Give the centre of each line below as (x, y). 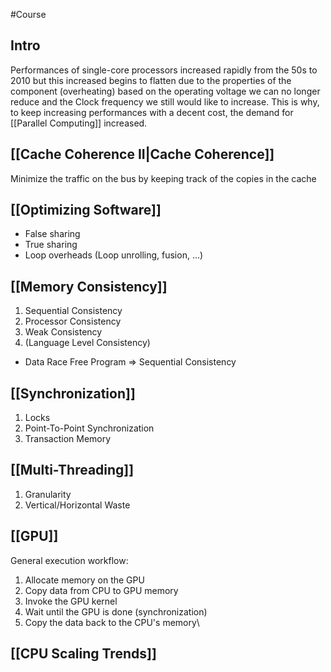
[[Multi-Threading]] (72, 470)
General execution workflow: (69, 560)
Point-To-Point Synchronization (89, 428)
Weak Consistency (63, 332)
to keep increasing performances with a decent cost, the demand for (152, 112)
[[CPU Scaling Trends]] (83, 654)
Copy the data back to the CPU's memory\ (112, 622)
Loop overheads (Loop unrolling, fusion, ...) (114, 255)
